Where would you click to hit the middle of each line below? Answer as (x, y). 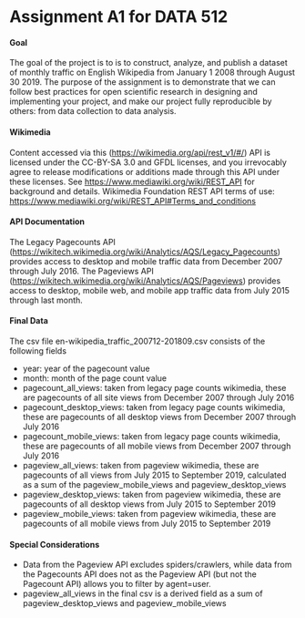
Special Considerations (55, 544)
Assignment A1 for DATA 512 (119, 17)
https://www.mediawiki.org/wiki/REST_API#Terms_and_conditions (133, 201)
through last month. (46, 300)
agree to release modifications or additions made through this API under (145, 171)
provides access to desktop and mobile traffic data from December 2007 (146, 261)
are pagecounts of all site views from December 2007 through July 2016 (158, 397)
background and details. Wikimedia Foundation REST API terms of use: (142, 191)
